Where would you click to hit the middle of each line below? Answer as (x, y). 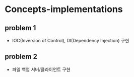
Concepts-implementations (64, 9)
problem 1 (20, 28)
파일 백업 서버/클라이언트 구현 (41, 69)
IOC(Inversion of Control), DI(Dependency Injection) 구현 (71, 41)
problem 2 (21, 57)
